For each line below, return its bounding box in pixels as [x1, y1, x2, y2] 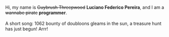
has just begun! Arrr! [5, 26, 48, 32]
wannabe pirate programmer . [5, 10, 67, 16]
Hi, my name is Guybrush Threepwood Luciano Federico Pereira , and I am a [5, 5, 164, 10]
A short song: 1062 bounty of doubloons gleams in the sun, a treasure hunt [5, 20, 162, 26]
